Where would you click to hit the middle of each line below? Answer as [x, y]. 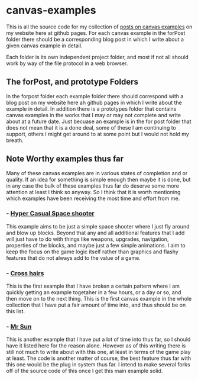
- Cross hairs [25, 273]
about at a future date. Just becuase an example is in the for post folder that [99, 121]
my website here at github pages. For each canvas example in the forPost [96, 33]
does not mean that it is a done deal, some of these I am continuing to [91, 127]
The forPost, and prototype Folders [72, 82]
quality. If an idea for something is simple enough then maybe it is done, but [98, 179]
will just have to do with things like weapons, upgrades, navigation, [87, 239]
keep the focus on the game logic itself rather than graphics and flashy [92, 252]
